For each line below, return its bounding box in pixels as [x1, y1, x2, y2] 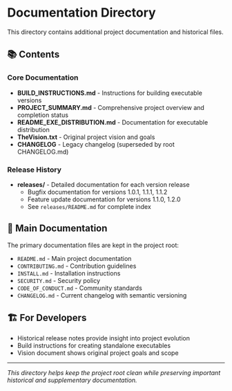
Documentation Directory [7, 5, 157, 21]
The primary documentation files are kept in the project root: [7, 241, 180, 249]
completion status [17, 111, 69, 119]
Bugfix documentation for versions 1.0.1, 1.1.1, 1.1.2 [27, 188, 168, 196]
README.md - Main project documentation [17, 254, 132, 262]
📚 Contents [7, 48, 60, 60]
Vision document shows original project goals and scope [17, 348, 179, 357]
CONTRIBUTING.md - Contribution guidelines [17, 262, 137, 270]
